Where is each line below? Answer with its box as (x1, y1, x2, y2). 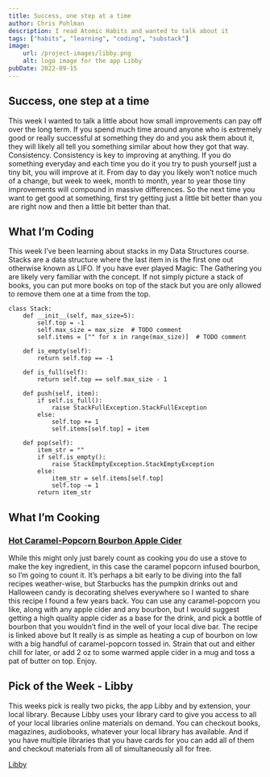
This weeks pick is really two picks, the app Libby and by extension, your (8, 700, 251, 711)
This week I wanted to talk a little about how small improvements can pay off (8, 115, 262, 125)
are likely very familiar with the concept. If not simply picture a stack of (8, 272, 244, 282)
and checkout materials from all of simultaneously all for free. (8, 744, 212, 754)
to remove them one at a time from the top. (8, 289, 151, 299)
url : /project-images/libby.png (23, 49, 131, 57)
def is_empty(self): (23, 347, 92, 355)
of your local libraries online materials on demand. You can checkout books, (8, 718, 260, 728)
